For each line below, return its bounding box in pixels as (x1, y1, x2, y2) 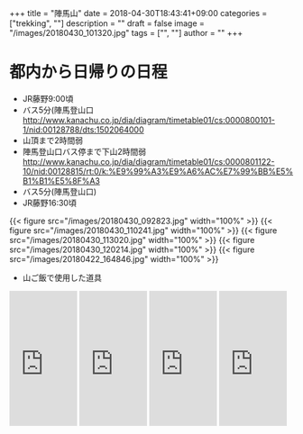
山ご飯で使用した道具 (22, 272, 102, 283)
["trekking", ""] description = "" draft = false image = (9, 18, 205, 29)
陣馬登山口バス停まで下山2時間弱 (22, 146, 147, 157)
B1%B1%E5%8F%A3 (22, 175, 101, 186)
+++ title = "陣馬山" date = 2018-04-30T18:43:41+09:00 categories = (9, 8, 268, 18)
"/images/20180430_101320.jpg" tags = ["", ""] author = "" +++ (9, 28, 243, 38)
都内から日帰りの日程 (9, 62, 169, 83)
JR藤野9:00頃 (22, 93, 74, 104)
